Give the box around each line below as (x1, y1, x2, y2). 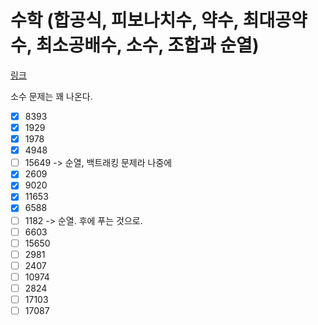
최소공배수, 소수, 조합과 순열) (35, 34, 260, 57)
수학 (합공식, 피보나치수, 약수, (10, 9, 240, 32)
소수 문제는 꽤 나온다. (10, 90, 93, 102)
